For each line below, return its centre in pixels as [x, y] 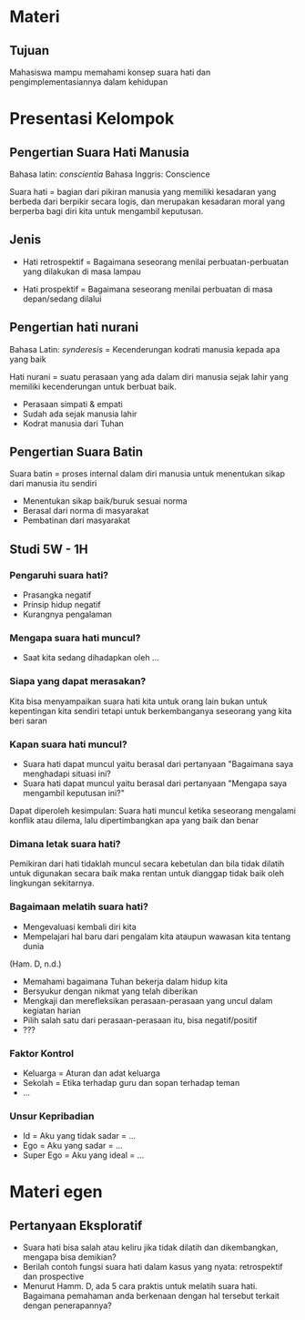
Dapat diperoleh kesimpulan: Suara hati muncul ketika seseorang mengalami [152, 811]
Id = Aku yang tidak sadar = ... [79, 1136]
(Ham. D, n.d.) [36, 964]
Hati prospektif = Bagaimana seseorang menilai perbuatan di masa [147, 289]
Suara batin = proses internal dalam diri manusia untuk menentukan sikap [147, 474]
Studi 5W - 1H [49, 549]
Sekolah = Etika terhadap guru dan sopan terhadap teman [131, 1082]
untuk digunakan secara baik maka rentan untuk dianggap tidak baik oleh [147, 874]
